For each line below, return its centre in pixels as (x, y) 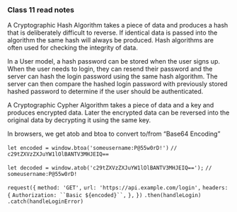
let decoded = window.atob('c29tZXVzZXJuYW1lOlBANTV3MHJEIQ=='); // (110, 168)
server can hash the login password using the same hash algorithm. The (112, 76)
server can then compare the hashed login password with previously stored (117, 84)
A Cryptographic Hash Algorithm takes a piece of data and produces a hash (118, 25)
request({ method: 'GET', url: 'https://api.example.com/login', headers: (118, 188)
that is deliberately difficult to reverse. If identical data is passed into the (112, 33)
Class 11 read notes (41, 10)
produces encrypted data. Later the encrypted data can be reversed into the (118, 113)
